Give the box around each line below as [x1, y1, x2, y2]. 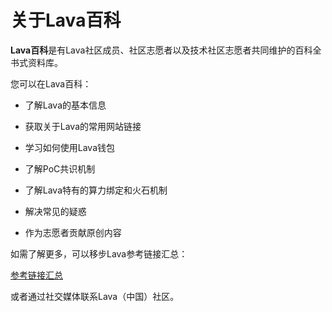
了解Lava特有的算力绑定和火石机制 [24, 184, 168, 196]
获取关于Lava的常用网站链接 [24, 120, 142, 132]
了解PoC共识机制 [24, 162, 96, 175]
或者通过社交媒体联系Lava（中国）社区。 [10, 290, 180, 302]
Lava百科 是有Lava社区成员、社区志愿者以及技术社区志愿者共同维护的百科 [10, 44, 313, 56]
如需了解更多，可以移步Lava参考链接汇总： [10, 247, 188, 260]
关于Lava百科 [10, 9, 122, 32]
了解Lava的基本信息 [24, 99, 107, 111]
